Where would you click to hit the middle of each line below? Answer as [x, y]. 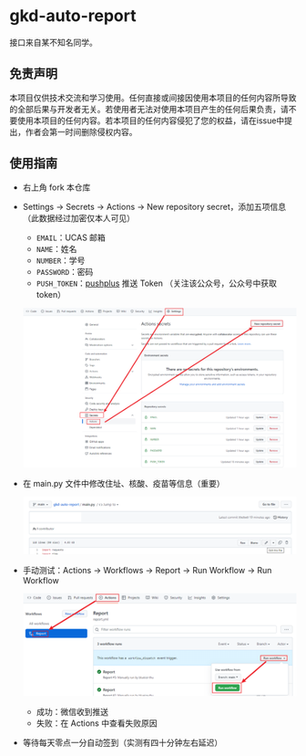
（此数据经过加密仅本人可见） [78, 218]
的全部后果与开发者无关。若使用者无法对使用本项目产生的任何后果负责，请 [149, 109]
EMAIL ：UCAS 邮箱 [71, 237]
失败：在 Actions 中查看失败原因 [97, 723]
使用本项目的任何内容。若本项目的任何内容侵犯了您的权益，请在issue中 [151, 121]
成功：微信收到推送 [72, 712]
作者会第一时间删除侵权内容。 [81, 131]
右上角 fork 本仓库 [56, 187]
